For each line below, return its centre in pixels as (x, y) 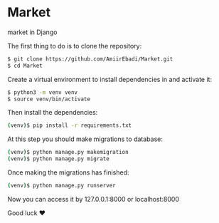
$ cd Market (25, 66)
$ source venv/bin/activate (49, 99)
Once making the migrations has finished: (68, 172)
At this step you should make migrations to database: (85, 139)
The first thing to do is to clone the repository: (75, 46)
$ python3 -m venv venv (43, 92)
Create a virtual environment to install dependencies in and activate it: (109, 79)
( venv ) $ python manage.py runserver (62, 186)
